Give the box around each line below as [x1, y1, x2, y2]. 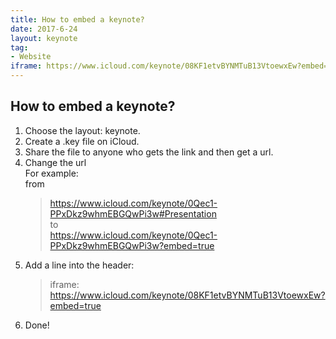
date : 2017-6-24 [10, 24, 78, 34]
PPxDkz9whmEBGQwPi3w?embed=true [49, 239, 215, 251]
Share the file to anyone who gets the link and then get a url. [24, 146, 274, 158]
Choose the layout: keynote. [24, 124, 141, 136]
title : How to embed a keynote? [10, 14, 145, 25]
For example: [24, 167, 79, 179]
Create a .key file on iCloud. [24, 135, 140, 147]
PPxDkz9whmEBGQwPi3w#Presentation [49, 207, 217, 220]
